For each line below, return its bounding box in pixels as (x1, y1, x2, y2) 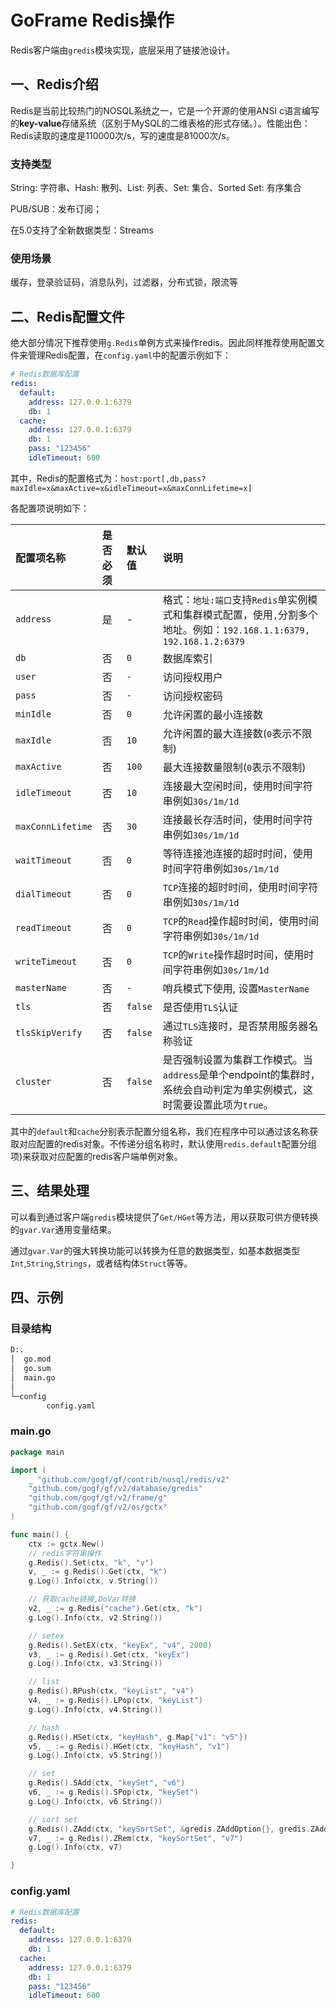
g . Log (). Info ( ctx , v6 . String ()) (28, 1796, 163, 1806)
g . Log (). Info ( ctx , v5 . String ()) (28, 1751, 163, 1761)
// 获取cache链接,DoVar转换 (28, 1594, 137, 1605)
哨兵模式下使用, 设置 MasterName (162, 981, 310, 995)
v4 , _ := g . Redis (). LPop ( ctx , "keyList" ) (28, 1696, 203, 1706)
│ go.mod (10, 1354, 52, 1365)
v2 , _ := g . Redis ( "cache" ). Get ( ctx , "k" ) (28, 1604, 203, 1614)
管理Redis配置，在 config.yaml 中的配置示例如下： (27, 349, 232, 361)
